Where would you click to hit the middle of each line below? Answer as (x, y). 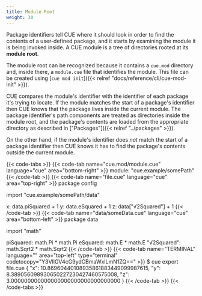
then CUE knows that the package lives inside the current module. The (94, 109)
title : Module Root (31, 12)
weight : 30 (20, 17)
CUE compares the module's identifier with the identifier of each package (97, 96)
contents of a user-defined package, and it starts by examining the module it (101, 41)
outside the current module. (41, 152)
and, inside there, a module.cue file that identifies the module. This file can (98, 71)
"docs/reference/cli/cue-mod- (149, 78)
